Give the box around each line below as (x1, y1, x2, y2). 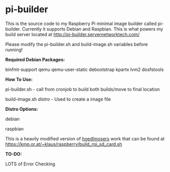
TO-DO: (5, 151, 22, 157)
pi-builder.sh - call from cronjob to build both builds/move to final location (5, 86, 160, 92)
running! (5, 46, 23, 53)
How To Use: (5, 76, 33, 82)
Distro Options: (5, 106, 38, 112)
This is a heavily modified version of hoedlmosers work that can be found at (5, 135, 165, 141)
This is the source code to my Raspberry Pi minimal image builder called (5, 20, 157, 27)
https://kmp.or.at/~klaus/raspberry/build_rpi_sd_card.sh (5, 141, 122, 147)
